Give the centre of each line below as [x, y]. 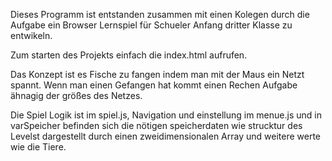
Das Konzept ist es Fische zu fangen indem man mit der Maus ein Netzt [157, 74]
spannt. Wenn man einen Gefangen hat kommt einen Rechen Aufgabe [154, 85]
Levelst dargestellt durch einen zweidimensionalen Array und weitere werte [165, 136]
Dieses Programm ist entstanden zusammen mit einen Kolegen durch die [160, 14]
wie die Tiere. [38, 147]
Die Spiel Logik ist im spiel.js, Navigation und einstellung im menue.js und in [166, 115]
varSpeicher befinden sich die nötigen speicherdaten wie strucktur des [156, 125]
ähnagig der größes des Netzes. [76, 95]
